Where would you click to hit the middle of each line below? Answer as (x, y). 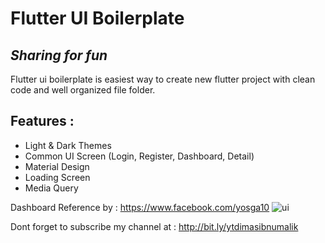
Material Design (57, 166)
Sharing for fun (59, 55)
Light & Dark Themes (68, 145)
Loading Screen (57, 177)
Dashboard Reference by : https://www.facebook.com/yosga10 (140, 207)
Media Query (51, 188)
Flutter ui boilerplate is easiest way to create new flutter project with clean (163, 79)
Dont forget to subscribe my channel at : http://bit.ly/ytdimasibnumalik (154, 226)
